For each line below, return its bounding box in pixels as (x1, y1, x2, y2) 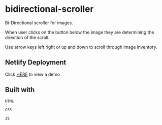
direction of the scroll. (5, 34, 50, 40)
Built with (5, 86, 35, 94)
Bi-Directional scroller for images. (5, 20, 73, 26)
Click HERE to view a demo (5, 71, 60, 77)
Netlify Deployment (5, 58, 66, 67)
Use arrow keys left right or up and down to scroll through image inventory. (5, 44, 158, 50)
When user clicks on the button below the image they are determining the (5, 29, 154, 35)
